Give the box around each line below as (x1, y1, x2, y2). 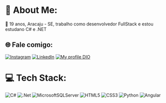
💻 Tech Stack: (5, 72, 67, 84)
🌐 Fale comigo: (5, 41, 53, 49)
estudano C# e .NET (5, 26, 47, 32)
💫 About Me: (5, 4, 58, 16)
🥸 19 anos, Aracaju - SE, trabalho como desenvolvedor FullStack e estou (5, 21, 154, 27)
